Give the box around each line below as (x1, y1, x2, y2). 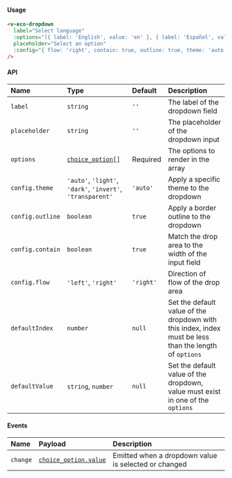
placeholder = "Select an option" (13, 40, 107, 47)
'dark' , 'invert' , (66, 184, 123, 193)
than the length (168, 340, 217, 350)
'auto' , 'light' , (66, 175, 119, 185)
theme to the (168, 183, 209, 193)
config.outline (10, 212, 61, 220)
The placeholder (168, 117, 222, 127)
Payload (39, 439, 66, 448)
